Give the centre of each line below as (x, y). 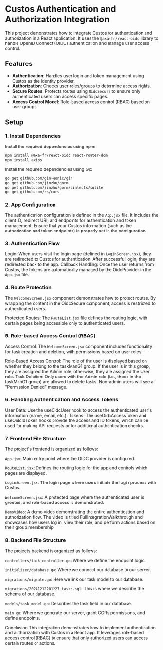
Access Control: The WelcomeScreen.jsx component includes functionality (79, 346)
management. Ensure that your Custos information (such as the (69, 225)
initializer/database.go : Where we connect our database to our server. (78, 569)
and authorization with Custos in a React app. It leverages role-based (74, 632)
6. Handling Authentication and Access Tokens (62, 399)
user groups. (25, 106)
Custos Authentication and (61, 9)
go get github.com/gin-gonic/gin (39, 178)
